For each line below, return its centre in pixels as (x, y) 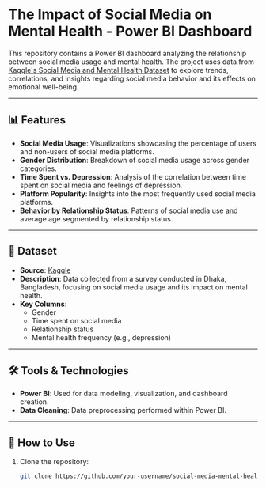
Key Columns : (43, 304)
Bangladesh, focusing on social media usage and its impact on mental (133, 287)
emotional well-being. (44, 87)
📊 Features (37, 120)
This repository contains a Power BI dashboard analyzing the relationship (127, 53)
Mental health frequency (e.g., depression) (101, 337)
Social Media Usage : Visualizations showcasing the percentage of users (138, 143)
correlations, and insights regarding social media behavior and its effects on (132, 78)
